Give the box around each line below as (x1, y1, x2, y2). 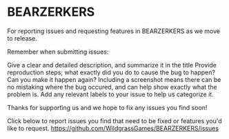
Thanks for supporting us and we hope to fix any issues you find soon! (7, 103, 208, 111)
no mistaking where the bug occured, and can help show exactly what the (7, 83, 217, 91)
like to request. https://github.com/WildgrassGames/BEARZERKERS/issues (7, 124, 219, 132)
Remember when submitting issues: (7, 47, 109, 56)
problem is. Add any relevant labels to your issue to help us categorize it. (7, 90, 214, 98)
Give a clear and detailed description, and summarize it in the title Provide (7, 61, 217, 69)
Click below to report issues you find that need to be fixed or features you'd (7, 116, 222, 125)
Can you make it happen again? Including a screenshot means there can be (7, 75, 221, 83)
